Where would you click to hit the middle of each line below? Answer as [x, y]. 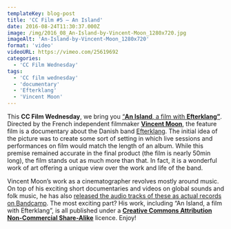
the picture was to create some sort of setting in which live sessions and [110, 138]
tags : [15, 71]
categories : [24, 59]
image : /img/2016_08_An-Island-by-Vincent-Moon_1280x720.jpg [97, 33]
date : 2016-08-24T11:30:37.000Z [53, 26]
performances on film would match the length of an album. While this [105, 146]
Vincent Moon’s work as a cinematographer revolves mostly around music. [113, 181]
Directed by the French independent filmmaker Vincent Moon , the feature [112, 124]
